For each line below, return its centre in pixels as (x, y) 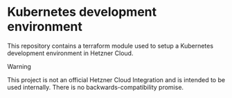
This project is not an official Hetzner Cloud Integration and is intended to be (116, 79)
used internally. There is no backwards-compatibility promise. (96, 87)
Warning (19, 66)
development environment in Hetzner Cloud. (70, 53)
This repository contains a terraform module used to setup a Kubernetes (110, 46)
